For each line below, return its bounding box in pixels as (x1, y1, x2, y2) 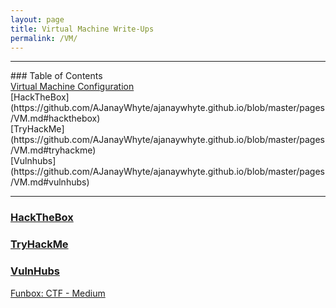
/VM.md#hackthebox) (10, 112, 101, 125)
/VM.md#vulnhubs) (10, 176, 90, 188)
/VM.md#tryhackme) (10, 144, 97, 156)
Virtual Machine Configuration (10, 81, 135, 93)
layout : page (10, 14, 65, 25)
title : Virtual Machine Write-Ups (10, 24, 155, 34)
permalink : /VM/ (10, 33, 78, 43)
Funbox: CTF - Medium (10, 287, 106, 299)
